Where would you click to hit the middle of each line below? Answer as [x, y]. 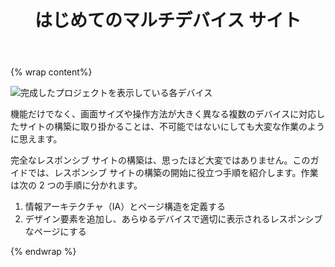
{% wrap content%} [51, 72]
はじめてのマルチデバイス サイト [168, 20]
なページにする [55, 232]
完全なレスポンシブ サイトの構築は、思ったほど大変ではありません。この [160, 160]
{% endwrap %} [43, 252]
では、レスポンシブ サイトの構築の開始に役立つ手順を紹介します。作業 [173, 173]
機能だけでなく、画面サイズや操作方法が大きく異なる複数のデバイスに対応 [163, 114]
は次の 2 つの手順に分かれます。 [76, 185]
